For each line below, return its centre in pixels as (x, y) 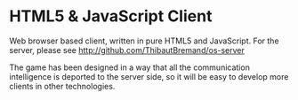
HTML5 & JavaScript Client (111, 16)
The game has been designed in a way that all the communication (130, 67)
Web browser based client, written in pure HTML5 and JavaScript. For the (144, 41)
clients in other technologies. (62, 86)
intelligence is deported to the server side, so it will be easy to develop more (149, 76)
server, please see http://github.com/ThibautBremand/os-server (127, 50)
